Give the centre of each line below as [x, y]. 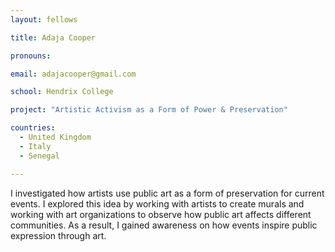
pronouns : [31, 56]
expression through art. [58, 235]
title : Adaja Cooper [53, 37]
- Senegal [39, 156]
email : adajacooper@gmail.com [73, 74]
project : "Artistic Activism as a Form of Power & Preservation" [149, 110]
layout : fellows [44, 19]
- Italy [35, 146]
